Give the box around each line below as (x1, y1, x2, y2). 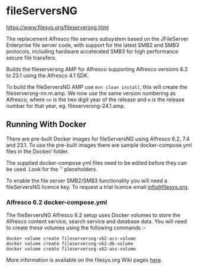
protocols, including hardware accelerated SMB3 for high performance (6, 47, 178, 55)
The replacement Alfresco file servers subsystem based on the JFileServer (6, 35, 189, 42)
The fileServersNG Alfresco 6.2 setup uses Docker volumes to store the (6, 212, 181, 219)
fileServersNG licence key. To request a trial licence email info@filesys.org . (6, 183, 189, 190)
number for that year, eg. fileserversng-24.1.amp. (6, 102, 125, 109)
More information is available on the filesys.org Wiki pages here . (6, 257, 163, 264)
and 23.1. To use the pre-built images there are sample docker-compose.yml (6, 141, 192, 149)
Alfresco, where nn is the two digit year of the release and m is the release (6, 96, 185, 103)
